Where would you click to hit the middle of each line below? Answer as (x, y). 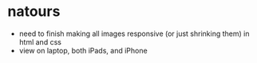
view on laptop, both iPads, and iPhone (83, 50)
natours (34, 12)
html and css (40, 41)
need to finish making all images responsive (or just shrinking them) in (134, 33)
